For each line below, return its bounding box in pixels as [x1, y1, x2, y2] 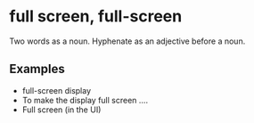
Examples [9, 61, 65, 77]
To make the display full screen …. [21, 94, 149, 105]
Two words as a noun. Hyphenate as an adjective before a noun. [9, 36, 246, 46]
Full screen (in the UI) [21, 104, 102, 115]
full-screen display [21, 85, 92, 95]
